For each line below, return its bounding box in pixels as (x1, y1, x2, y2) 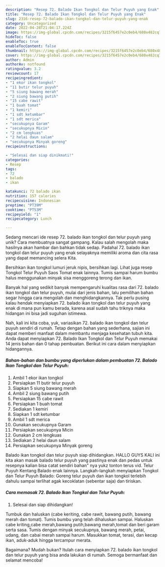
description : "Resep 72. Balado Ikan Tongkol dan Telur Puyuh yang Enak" (5, 7, 160, 12)
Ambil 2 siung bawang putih (12, 390, 70, 396)
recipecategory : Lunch (5, 216, 52, 221)
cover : (5, 52, 19, 58)
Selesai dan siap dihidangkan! (12, 502, 73, 508)
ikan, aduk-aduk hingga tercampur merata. (5, 538, 92, 543)
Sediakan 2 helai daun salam (12, 438, 71, 443)
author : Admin (5, 57, 35, 62)
